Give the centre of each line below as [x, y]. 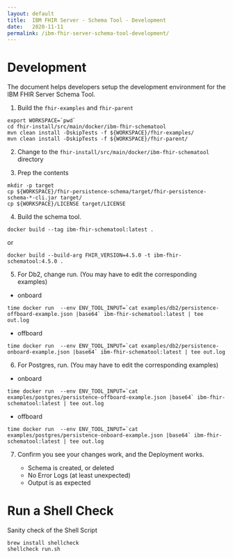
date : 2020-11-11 [35, 27]
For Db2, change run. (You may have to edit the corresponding [107, 274]
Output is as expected [59, 483]
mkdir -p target [31, 186]
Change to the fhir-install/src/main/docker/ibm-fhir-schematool [113, 152]
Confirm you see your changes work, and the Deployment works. [111, 455]
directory [30, 159]
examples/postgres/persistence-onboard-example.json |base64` [99, 436]
